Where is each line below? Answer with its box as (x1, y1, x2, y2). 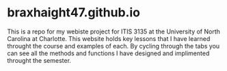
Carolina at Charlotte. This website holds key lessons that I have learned (7, 34, 211, 42)
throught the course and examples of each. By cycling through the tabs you (7, 42, 220, 50)
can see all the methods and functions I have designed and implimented (7, 49, 210, 57)
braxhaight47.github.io (7, 5, 140, 20)
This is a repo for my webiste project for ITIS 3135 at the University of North (7, 27, 220, 35)
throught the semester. (7, 56, 72, 64)
